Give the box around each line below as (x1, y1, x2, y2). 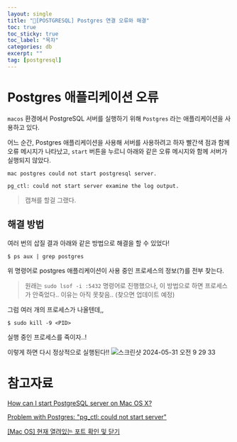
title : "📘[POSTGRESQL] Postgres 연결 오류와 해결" (7, 17, 150, 24)
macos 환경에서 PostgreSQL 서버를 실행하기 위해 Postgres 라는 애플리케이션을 (7, 114, 224, 123)
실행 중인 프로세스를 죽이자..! (7, 333, 87, 341)
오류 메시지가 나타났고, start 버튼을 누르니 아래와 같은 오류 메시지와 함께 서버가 (7, 147, 228, 155)
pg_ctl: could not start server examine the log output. (7, 182, 180, 189)
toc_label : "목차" (7, 37, 59, 44)
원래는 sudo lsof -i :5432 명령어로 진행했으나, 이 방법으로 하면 (24, 281, 204, 289)
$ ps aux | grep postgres (7, 253, 84, 260)
